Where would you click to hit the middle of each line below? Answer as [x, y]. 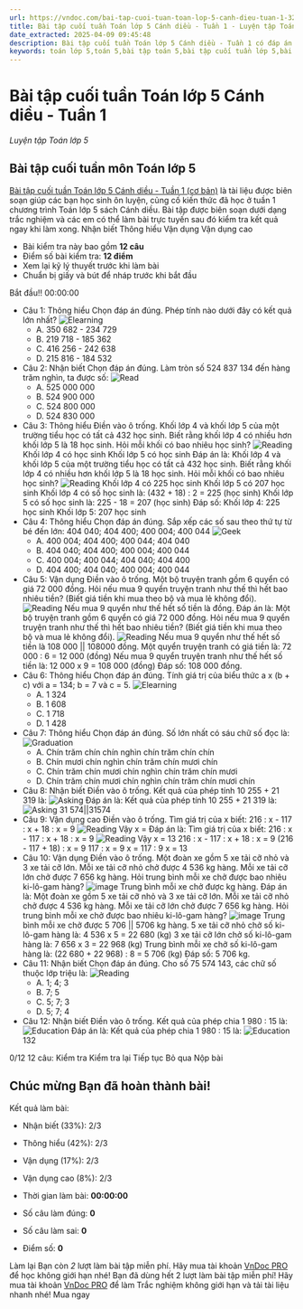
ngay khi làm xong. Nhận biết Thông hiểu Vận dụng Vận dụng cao [131, 229]
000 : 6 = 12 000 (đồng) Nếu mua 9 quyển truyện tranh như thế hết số [152, 655]
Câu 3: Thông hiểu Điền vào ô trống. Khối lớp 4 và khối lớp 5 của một [151, 425]
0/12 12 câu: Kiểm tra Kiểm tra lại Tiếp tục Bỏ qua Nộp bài [116, 1058]
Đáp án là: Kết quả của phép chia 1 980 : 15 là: [156, 1031]
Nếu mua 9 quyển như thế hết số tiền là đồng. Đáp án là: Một [177, 607]
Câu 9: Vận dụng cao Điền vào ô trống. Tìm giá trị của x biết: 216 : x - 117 [157, 819]
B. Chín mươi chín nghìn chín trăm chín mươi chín [127, 761]
